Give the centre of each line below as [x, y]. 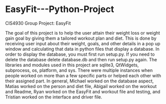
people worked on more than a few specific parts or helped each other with [83, 75]
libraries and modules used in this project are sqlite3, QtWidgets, [72, 65]
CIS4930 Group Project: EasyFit [38, 23]
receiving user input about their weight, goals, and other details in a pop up [83, 43]
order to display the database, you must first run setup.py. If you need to [80, 54]
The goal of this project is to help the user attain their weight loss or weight [83, 33]
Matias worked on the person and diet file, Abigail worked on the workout [81, 86]
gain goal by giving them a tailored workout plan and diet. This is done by [81, 38]
